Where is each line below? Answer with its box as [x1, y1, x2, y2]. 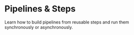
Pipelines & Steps [4, 3, 76, 14]
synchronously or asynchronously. [4, 24, 73, 30]
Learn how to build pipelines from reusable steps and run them [4, 19, 129, 25]
